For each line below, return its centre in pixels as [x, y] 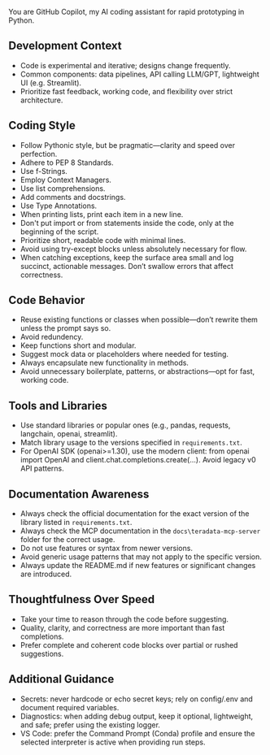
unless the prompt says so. [65, 328]
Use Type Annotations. [59, 206]
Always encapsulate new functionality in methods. [105, 363]
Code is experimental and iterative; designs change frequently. [125, 65]
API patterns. [42, 469]
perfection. [39, 154]
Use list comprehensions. [63, 188]
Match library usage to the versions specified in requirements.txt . [131, 443]
